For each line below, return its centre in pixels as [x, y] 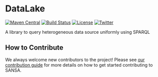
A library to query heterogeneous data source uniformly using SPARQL [78, 32]
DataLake [25, 9]
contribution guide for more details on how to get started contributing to [79, 65]
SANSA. [13, 70]
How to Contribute [34, 48]
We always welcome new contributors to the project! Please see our [75, 60]
